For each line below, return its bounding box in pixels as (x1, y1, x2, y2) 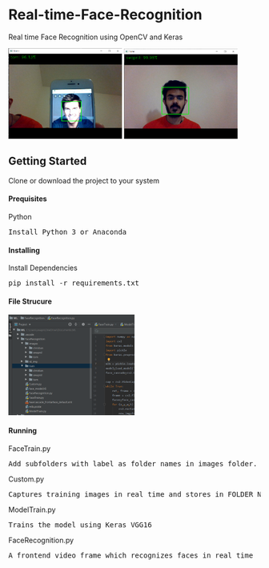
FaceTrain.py (8, 443, 51, 453)
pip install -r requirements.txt (8, 279, 140, 288)
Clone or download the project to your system (8, 175, 160, 185)
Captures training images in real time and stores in (8, 489, 224, 498)
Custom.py (8, 474, 45, 484)
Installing (8, 245, 40, 255)
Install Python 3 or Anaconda (8, 228, 127, 237)
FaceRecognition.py (8, 535, 74, 545)
